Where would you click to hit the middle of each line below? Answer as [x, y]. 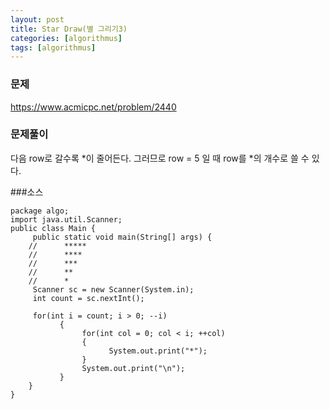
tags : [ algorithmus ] [53, 47]
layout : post [37, 19]
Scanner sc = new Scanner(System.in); [113, 289]
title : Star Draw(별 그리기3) [69, 29]
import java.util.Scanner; [66, 219]
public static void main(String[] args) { [122, 237]
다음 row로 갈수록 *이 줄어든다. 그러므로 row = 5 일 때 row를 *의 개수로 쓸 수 [160, 158]
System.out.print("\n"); [133, 368]
